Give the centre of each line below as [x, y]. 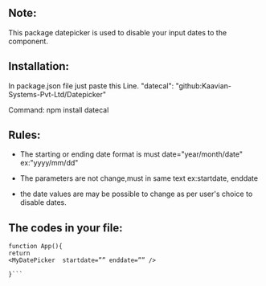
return [19, 253]
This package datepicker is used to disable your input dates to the [118, 32]
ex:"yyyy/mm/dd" [49, 163]
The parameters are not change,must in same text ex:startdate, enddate [139, 178]
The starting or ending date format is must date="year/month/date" [131, 154]
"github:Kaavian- [203, 86]
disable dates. [43, 202]
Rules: [25, 135]
